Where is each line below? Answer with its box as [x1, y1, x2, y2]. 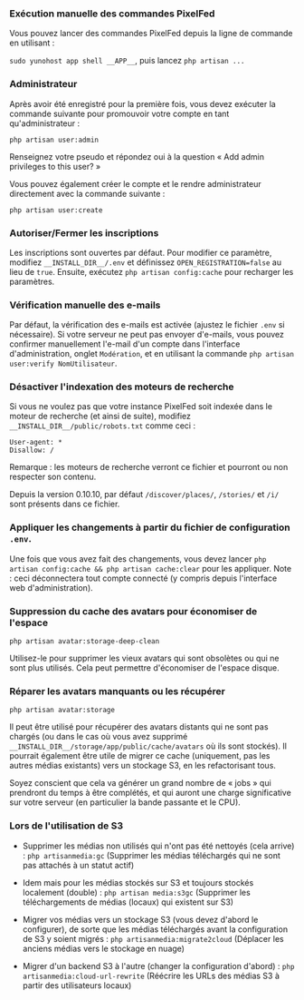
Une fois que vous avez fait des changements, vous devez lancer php [9, 553, 267, 564]
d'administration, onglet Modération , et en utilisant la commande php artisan [9, 348, 294, 359]
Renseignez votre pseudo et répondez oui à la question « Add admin [9, 151, 265, 162]
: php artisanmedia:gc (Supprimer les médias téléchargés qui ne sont [22, 849, 280, 860]
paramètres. [9, 276, 55, 287]
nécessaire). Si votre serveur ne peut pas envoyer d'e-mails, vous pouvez [9, 329, 285, 340]
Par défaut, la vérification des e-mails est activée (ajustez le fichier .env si [9, 319, 285, 330]
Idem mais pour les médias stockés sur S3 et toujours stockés [22, 877, 254, 887]
